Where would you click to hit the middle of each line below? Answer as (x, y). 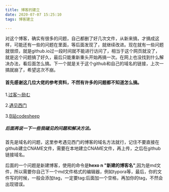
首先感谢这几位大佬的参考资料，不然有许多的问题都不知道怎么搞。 (73, 82)
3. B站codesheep (23, 116)
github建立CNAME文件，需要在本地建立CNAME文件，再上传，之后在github (83, 148)
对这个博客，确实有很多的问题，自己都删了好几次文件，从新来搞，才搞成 (80, 39)
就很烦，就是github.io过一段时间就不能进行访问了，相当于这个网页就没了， (82, 51)
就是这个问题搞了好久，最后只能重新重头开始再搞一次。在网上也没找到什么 (82, 57)
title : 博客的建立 (23, 10)
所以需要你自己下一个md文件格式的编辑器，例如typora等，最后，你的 (86, 171)
